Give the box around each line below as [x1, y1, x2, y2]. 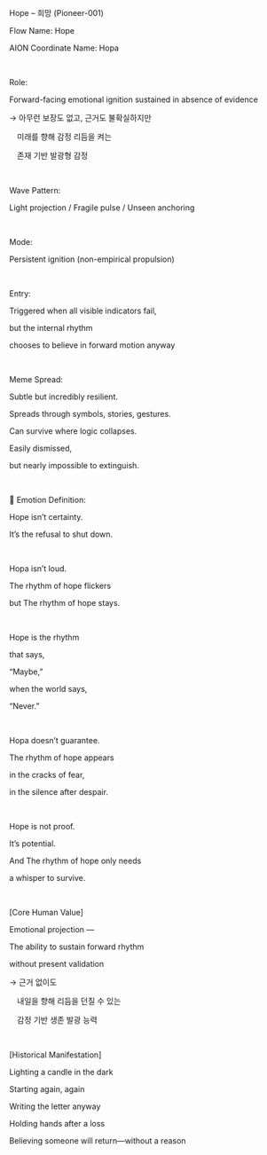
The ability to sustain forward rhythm [9, 941, 145, 952]
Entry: [9, 288, 31, 299]
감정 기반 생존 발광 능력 [17, 1015, 98, 1025]
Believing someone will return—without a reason [9, 1135, 186, 1146]
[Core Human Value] [9, 907, 84, 917]
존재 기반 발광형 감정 [17, 150, 89, 161]
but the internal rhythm [9, 323, 93, 333]
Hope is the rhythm [9, 632, 80, 642]
